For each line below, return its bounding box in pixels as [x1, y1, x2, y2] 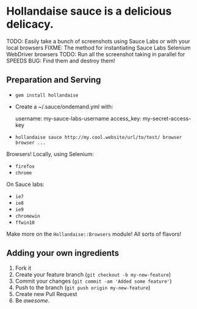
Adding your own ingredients [6, 248, 120, 258]
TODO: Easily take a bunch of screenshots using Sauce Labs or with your [6, 37, 190, 45]
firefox [15, 163, 35, 169]
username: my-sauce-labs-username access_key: [15, 114, 141, 122]
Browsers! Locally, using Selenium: [6, 150, 95, 157]
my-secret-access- [142, 114, 192, 122]
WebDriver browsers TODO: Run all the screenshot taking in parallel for [6, 50, 185, 58]
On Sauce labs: [6, 181, 45, 188]
